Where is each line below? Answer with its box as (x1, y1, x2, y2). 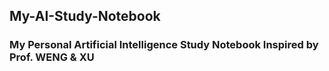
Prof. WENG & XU (9, 50, 95, 64)
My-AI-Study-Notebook (9, 8, 161, 25)
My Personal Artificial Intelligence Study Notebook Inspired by (9, 38, 319, 52)
